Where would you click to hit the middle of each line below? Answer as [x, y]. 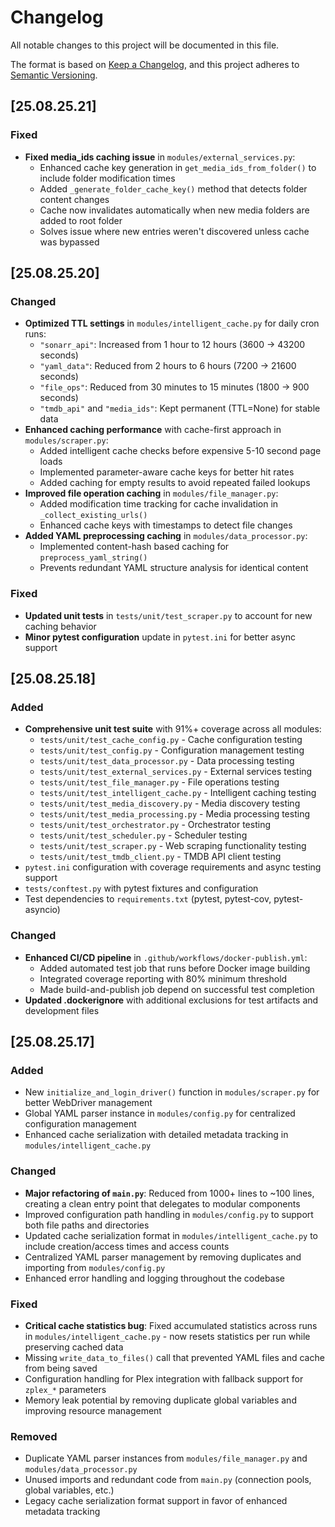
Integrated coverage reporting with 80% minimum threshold [163, 978]
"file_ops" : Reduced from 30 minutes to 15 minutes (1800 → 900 [174, 387]
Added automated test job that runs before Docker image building [175, 968]
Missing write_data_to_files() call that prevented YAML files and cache [174, 1357]
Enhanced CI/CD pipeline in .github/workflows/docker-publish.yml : [166, 957]
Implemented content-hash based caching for [134, 547]
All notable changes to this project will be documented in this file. [145, 45]
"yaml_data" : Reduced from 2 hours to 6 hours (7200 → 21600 [168, 366]
